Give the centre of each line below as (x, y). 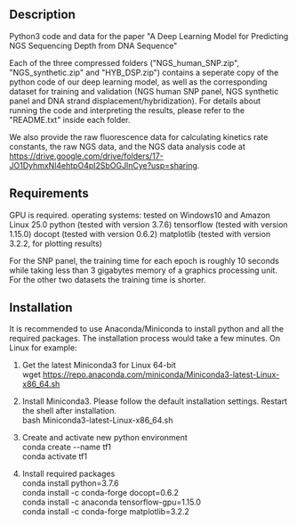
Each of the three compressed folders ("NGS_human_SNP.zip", (124, 62)
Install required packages (68, 474)
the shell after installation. (69, 411)
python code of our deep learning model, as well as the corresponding (138, 82)
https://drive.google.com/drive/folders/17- (87, 156)
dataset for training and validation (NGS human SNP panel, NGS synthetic (144, 91)
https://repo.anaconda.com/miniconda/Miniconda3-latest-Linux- (161, 374)
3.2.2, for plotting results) (56, 243)
